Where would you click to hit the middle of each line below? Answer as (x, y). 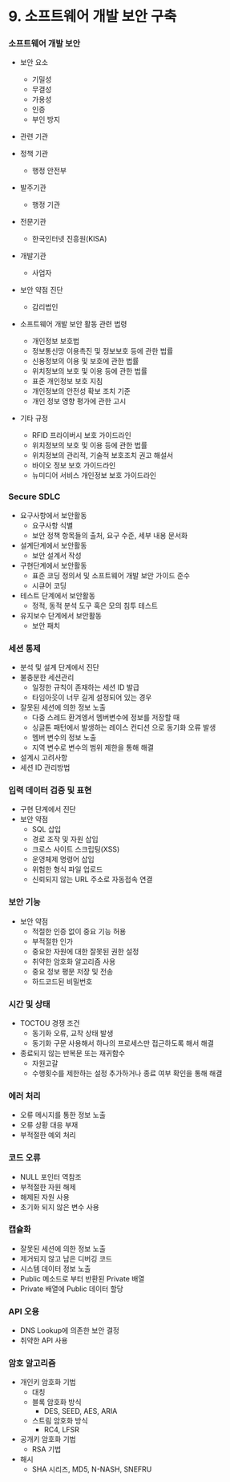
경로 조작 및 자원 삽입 (65, 840)
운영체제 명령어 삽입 (63, 860)
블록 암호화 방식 (56, 1402)
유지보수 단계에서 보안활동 (61, 615)
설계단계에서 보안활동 (53, 545)
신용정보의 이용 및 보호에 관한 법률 (85, 361)
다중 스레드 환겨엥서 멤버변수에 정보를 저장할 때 (106, 718)
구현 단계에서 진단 (48, 809)
